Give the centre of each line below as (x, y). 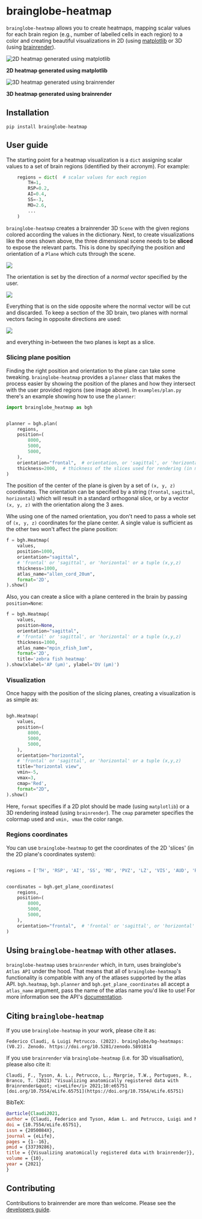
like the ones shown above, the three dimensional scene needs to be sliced (100, 241)
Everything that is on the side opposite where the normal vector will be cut (98, 306)
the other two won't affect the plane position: (62, 529)
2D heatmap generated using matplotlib (57, 70)
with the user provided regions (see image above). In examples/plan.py (94, 390)
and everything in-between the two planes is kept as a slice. (81, 342)
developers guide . (29, 1209)
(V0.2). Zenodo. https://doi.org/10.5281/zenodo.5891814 (79, 1047)
